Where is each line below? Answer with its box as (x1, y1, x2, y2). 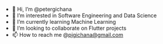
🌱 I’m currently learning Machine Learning (11, 18, 116, 25)
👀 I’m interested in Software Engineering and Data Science (11, 12, 158, 19)
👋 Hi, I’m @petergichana (11, 6, 72, 12)
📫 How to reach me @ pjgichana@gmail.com (11, 32, 123, 38)
